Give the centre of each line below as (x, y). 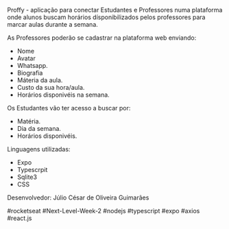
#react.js (20, 218)
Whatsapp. (32, 65)
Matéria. (29, 121)
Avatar (26, 58)
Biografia (30, 73)
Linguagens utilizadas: (39, 149)
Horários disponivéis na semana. (63, 95)
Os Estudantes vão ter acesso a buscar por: (69, 108)
